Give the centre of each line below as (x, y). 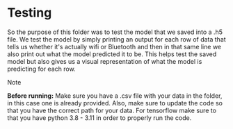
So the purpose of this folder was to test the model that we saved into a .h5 (115, 32)
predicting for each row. (41, 69)
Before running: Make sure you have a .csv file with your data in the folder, (115, 96)
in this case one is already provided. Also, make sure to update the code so (115, 103)
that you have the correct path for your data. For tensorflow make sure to (112, 110)
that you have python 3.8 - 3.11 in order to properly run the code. (99, 118)
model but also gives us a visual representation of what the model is (105, 61)
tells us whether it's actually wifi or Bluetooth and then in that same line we (114, 46)
